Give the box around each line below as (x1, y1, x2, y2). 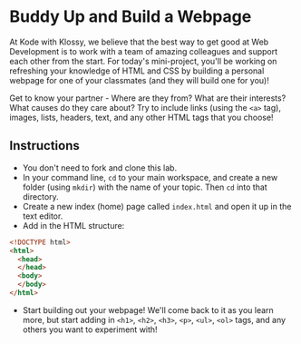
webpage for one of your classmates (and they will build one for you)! (9, 74, 269, 85)
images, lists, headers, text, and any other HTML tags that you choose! (9, 112, 274, 123)
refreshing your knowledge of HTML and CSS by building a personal (9, 65, 265, 76)
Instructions (9, 138, 80, 153)
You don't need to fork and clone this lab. (22, 162, 178, 173)
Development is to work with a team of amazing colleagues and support (9, 45, 278, 56)
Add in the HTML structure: (22, 220, 125, 231)
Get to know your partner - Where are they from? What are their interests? (9, 93, 286, 103)
